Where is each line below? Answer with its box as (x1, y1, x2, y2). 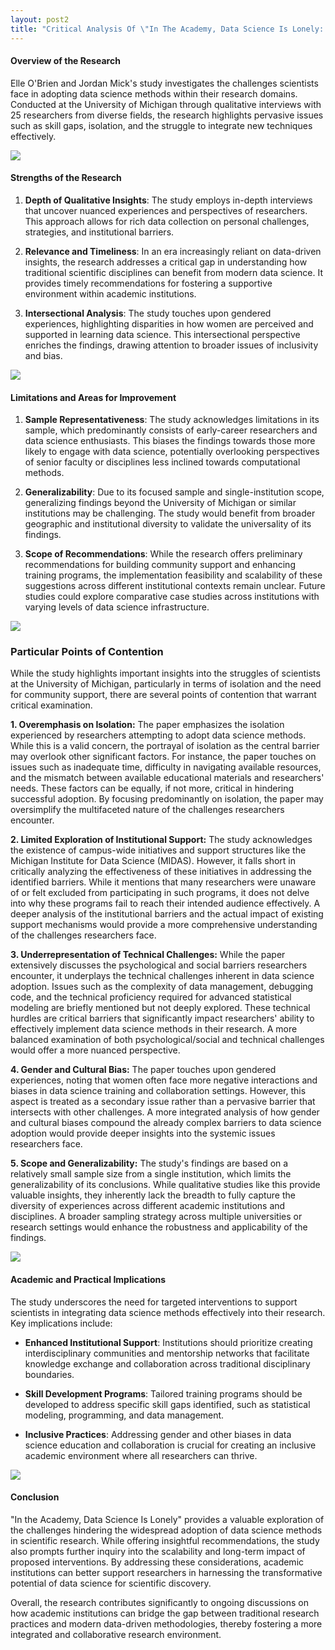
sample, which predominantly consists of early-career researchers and (24, 424, 318, 436)
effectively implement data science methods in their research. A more (10, 1023, 298, 1035)
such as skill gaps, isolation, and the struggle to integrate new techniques (10, 119, 313, 131)
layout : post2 (10, 14, 70, 25)
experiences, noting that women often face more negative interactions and (10, 1074, 318, 1086)
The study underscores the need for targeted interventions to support (10, 1296, 298, 1308)
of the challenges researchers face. (10, 929, 157, 941)
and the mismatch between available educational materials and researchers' (10, 772, 325, 784)
